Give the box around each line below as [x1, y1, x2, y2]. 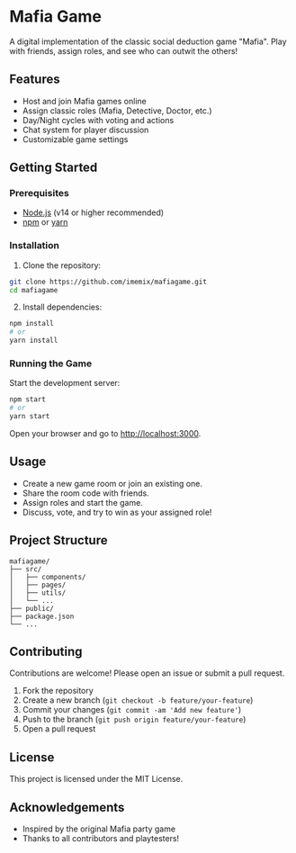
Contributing [9, 644, 83, 660]
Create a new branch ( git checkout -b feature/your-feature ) [22, 695, 254, 705]
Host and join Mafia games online [22, 95, 147, 106]
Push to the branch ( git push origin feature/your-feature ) [22, 714, 247, 725]
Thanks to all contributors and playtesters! [22, 833, 180, 844]
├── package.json [9, 612, 75, 621]
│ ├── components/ [9, 572, 87, 581]
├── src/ [9, 564, 42, 573]
